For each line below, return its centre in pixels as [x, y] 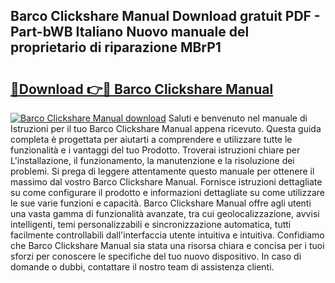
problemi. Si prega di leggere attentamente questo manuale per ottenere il [162, 171]
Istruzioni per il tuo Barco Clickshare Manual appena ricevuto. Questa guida [166, 128]
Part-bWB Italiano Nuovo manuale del [130, 32]
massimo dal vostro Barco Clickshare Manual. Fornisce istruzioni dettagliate [166, 182]
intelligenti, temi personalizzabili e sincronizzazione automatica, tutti [151, 224]
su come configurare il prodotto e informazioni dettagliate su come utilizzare [167, 192]
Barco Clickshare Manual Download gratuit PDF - [165, 16]
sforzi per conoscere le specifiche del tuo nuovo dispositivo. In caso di [156, 256]
